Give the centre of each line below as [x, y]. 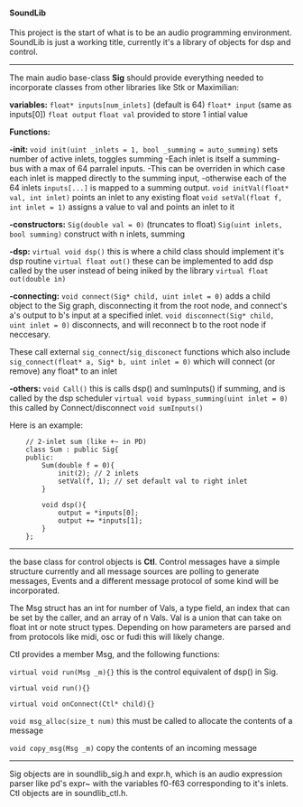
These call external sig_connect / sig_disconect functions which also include [150, 352]
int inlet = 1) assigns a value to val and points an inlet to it [122, 207]
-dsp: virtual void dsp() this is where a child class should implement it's [147, 252]
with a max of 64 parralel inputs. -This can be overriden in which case [156, 169]
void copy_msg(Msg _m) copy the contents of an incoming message [133, 748]
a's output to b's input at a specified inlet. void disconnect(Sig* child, [142, 315]
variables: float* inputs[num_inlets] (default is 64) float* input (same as [151, 105]
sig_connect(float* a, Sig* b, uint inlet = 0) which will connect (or [142, 362]
